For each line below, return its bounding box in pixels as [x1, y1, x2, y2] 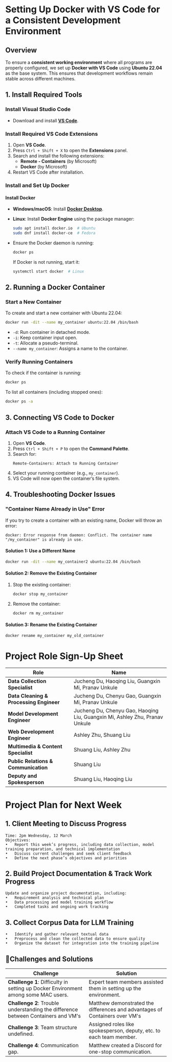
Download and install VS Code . [12, 117, 79, 123]
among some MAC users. [8, 991, 69, 999]
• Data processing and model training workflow [5, 900, 114, 905]
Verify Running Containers [5, 358, 73, 366]
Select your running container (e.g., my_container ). [12, 470, 119, 476]
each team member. [89, 1033, 137, 1040]
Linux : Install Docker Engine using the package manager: [12, 216, 135, 222]
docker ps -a [5, 399, 33, 404]
